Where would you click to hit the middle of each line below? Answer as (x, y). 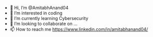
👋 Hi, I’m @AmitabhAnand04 (39, 8)
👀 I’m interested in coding (36, 13)
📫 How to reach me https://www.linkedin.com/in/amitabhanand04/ (79, 29)
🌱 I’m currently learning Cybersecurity (49, 18)
